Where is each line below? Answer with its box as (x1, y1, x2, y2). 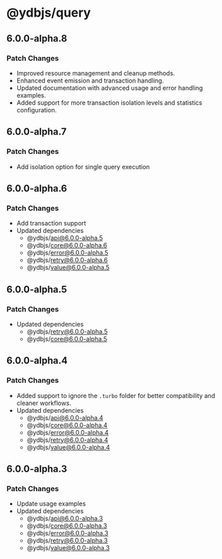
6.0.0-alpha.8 (6, 33, 67, 44)
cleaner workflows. (16, 399, 72, 407)
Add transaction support (16, 219, 86, 227)
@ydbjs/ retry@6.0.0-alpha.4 (26, 436, 109, 444)
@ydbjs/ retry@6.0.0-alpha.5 (26, 327, 108, 336)
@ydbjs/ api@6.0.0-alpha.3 (26, 515, 103, 523)
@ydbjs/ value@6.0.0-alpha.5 (26, 264, 110, 272)
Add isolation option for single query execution (16, 162, 150, 171)
